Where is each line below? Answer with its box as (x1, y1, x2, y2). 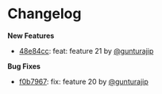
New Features (7, 31, 55, 40)
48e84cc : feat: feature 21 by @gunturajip (18, 46, 154, 55)
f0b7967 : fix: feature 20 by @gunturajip (18, 77, 148, 86)
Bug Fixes (7, 61, 41, 71)
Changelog (7, 5, 82, 23)
